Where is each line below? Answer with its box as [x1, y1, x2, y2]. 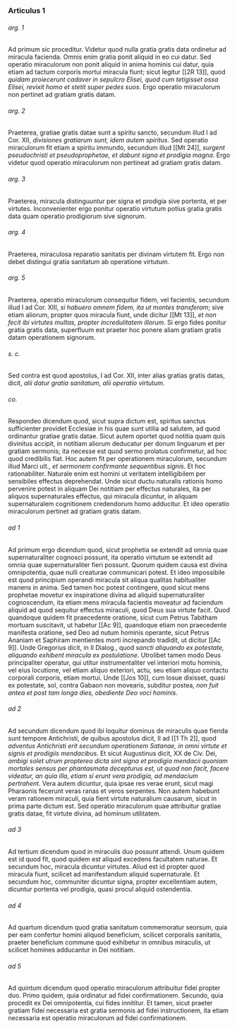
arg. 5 [8, 273, 25, 282]
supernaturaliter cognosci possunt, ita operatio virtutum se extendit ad [8, 553, 213, 561]
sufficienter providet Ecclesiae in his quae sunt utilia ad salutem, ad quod [8, 424, 221, 433]
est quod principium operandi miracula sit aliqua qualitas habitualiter [8, 576, 207, 584]
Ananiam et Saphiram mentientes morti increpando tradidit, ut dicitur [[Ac [8, 636, 221, 644]
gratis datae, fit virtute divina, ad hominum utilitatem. [8, 809, 162, 818]
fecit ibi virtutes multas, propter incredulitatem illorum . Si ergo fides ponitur [8, 318, 226, 326]
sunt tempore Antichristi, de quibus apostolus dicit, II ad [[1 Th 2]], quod [8, 733, 217, 742]
